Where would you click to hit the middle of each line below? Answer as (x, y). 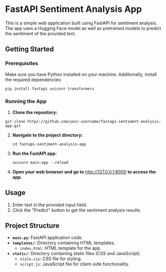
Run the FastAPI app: (35, 153)
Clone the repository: (35, 112)
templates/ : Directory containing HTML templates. (64, 243)
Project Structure (32, 226)
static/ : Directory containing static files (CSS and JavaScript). (77, 254)
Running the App (26, 102)
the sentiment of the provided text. (41, 33)
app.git (13, 126)
